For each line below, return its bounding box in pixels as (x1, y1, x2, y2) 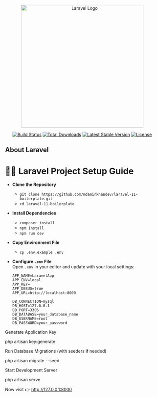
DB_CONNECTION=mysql (12, 299, 54, 304)
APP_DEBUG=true (12, 286, 44, 291)
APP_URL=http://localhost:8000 (12, 291, 76, 295)
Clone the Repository (12, 182, 56, 187)
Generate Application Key (5, 329, 57, 335)
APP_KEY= (12, 282, 30, 287)
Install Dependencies (12, 210, 56, 216)
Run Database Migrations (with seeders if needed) (5, 348, 107, 354)
